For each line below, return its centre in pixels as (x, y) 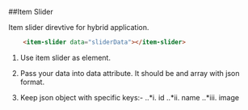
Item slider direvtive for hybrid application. (79, 27)
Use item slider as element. (65, 57)
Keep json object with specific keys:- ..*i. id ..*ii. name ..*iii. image (130, 97)
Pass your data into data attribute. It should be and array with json (130, 73)
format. (32, 82)
